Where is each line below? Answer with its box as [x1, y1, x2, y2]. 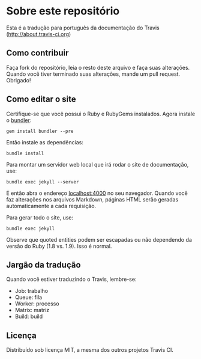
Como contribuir [6, 48, 69, 58]
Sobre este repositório [6, 4, 120, 18]
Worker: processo [14, 300, 59, 307]
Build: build [14, 313, 43, 320]
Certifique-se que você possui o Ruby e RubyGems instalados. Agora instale [6, 110, 196, 117]
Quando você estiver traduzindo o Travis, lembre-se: [6, 275, 137, 283]
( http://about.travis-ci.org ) [6, 30, 71, 37]
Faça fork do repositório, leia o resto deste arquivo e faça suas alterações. [6, 64, 190, 71]
